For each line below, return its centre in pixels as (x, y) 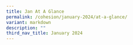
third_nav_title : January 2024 (44, 33)
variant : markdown (29, 22)
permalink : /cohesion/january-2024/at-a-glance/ (67, 17)
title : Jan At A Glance (35, 11)
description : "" (26, 28)
